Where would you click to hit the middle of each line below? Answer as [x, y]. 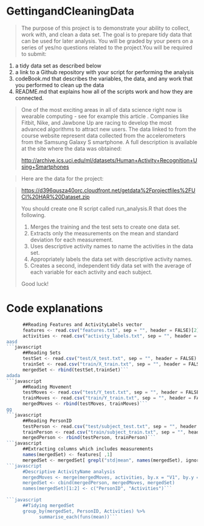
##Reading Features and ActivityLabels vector [82, 324]
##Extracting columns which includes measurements [88, 449]
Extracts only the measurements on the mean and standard [104, 233]
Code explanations [55, 309]
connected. [29, 98]
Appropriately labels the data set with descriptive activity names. [111, 259]
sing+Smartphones [45, 167]
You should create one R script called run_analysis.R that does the [104, 209]
